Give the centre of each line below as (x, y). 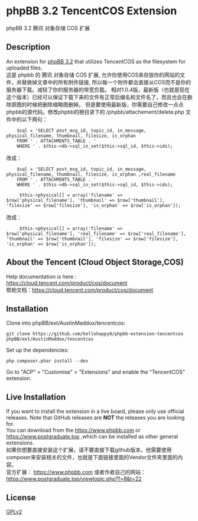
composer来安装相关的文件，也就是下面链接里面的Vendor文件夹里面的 (92, 458)
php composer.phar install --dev (47, 361)
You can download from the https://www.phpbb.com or (73, 430)
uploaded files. (24, 68)
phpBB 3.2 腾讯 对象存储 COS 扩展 (48, 28)
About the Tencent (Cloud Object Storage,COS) (95, 262)
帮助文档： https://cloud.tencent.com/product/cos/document (80, 290)
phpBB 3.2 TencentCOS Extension (92, 11)
